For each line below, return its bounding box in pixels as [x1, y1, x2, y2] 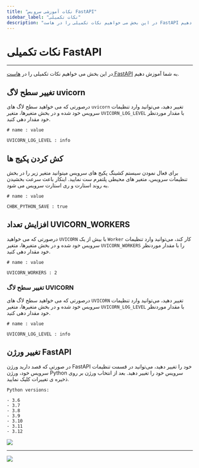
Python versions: [6, 387, 50, 393]
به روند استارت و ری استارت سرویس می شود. [6, 182, 109, 189]
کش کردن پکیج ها [6, 153, 64, 163]
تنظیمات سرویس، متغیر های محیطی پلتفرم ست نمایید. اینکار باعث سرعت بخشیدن [6, 175, 188, 182]
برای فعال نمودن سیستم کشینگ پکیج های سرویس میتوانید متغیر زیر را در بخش [6, 169, 179, 176]
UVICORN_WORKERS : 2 [6, 270, 58, 276]
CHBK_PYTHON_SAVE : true [6, 204, 68, 209]
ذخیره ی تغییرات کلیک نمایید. [6, 375, 70, 382]
